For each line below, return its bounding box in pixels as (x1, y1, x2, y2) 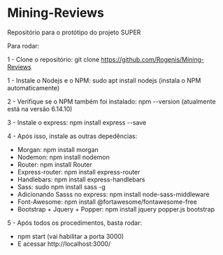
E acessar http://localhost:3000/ (17, 240, 111, 248)
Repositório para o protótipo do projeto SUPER (7, 28, 141, 36)
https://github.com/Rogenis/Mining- (101, 55, 205, 64)
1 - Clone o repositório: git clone (7, 55, 100, 64)
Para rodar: (7, 41, 40, 50)
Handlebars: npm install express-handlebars (17, 175, 145, 184)
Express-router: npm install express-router (17, 167, 141, 176)
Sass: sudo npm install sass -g (17, 182, 106, 191)
